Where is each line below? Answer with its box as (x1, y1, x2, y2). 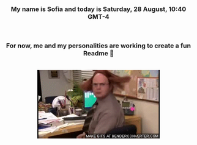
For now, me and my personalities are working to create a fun (6, 41, 191, 50)
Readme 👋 (83, 49, 114, 58)
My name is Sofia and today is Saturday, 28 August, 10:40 (10, 5, 187, 13)
